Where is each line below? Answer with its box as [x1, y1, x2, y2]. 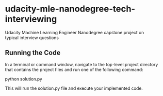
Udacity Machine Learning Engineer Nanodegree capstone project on [5, 29, 144, 35]
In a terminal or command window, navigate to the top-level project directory [5, 61, 158, 67]
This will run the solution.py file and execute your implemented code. [5, 85, 143, 91]
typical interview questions [5, 35, 59, 41]
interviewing [5, 14, 57, 25]
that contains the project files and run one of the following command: [5, 67, 143, 72]
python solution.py [5, 76, 43, 82]
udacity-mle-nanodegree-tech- [5, 3, 136, 14]
